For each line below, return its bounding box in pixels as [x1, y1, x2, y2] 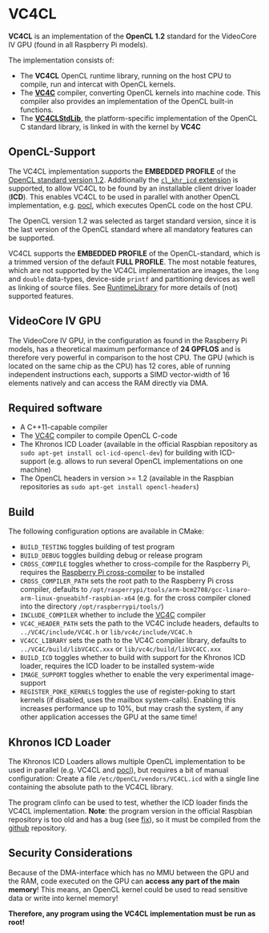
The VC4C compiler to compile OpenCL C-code [19, 431, 178, 440]
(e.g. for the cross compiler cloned [136, 593, 251, 603]
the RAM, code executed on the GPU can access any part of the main [8, 876, 240, 886]
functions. [19, 105, 54, 115]
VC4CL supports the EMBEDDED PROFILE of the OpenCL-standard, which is [8, 248, 261, 258]
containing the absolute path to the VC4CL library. [8, 782, 174, 791]
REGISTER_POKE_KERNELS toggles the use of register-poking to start [19, 686, 236, 697]
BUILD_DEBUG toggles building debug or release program [19, 550, 203, 561]
